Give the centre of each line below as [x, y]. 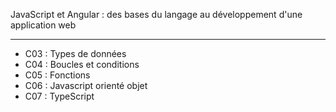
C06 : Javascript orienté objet [86, 85]
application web [43, 25]
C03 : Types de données [75, 53]
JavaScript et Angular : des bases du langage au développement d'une [156, 14]
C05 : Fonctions [57, 75]
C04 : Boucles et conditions [82, 64]
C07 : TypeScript [59, 96]
